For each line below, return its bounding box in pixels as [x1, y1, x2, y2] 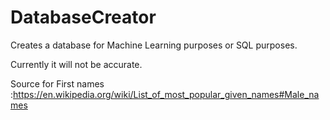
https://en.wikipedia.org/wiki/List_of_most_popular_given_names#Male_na [13, 88, 320, 100]
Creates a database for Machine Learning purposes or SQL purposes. [10, 39, 298, 51]
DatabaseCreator [10, 6, 157, 29]
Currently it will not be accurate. [10, 58, 143, 70]
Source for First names [10, 77, 105, 90]
